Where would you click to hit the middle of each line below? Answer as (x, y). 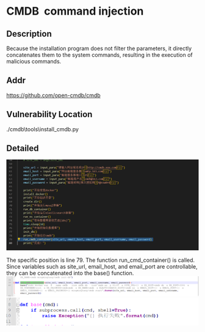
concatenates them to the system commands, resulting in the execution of (100, 55)
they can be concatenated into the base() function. (70, 273)
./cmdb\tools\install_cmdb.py (43, 129)
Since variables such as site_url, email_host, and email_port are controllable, (102, 267)
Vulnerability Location (49, 114)
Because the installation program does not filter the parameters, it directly (99, 48)
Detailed (23, 149)
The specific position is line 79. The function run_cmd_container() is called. (101, 260)
